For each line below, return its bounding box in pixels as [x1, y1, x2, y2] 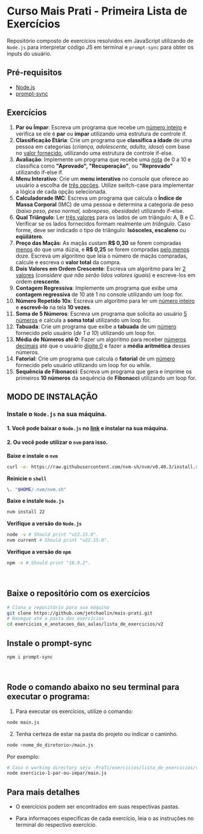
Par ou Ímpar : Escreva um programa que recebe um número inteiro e [15, 123, 187, 131]
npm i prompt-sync [7, 654, 53, 660]
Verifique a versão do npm [7, 549, 71, 556]
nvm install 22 [7, 509, 45, 515]
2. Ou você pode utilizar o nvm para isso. [7, 438, 108, 446]
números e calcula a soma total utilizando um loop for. [15, 316, 151, 324]
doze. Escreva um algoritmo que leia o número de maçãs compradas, [15, 252, 188, 259]
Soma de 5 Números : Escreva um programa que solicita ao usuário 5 [15, 310, 187, 317]
